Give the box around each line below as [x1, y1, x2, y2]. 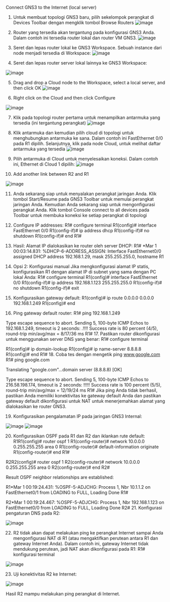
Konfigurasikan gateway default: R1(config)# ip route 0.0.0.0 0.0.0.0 [13, 295, 154, 301]
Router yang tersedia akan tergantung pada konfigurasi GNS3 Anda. [13, 29, 155, 35]
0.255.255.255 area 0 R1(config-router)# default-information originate [13, 444, 159, 450]
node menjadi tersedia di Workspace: [13, 50, 91, 56]
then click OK [13, 85, 41, 91]
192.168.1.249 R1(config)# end [13, 300, 75, 306]
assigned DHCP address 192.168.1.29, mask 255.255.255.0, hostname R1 [13, 254, 164, 260]
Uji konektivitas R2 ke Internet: [13, 571, 77, 577]
